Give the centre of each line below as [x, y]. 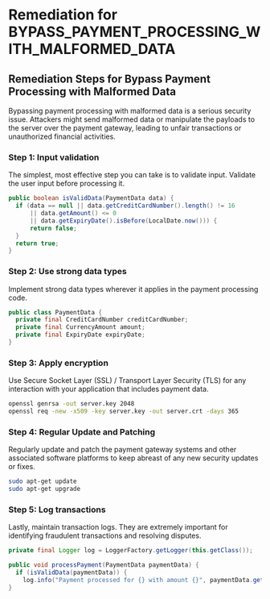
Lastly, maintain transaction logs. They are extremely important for [118, 527]
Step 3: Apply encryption [58, 363]
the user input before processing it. [67, 184]
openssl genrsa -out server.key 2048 [72, 404]
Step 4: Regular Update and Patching [82, 431]
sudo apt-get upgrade [45, 489]
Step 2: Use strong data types [67, 272]
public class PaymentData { [55, 312]
